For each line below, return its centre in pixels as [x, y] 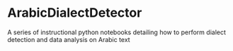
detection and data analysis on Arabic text [69, 39]
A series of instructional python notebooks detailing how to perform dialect [117, 32]
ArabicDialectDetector [75, 13]
